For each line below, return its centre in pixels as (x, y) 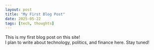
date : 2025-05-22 (23, 19)
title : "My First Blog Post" (35, 14)
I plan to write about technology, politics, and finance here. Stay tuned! (77, 43)
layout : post (19, 10)
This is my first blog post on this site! (43, 37)
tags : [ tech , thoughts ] (30, 23)
